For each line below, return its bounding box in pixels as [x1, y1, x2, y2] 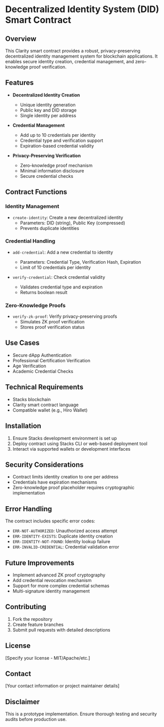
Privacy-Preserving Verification [12, 153, 81, 159]
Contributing [5, 603, 46, 611]
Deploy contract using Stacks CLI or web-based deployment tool [12, 441, 148, 447]
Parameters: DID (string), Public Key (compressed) [20, 220, 125, 226]
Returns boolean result [20, 289, 68, 295]
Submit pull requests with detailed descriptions [12, 626, 111, 633]
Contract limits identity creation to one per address [12, 474, 119, 480]
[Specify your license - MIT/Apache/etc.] [5, 655, 90, 661]
